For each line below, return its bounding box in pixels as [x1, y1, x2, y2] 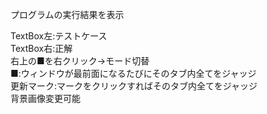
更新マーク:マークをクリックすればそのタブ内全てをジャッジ [10, 80, 258, 92]
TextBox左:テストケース [10, 30, 108, 42]
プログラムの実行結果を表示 [10, 9, 125, 20]
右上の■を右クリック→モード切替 [10, 55, 150, 67]
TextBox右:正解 [10, 43, 73, 54]
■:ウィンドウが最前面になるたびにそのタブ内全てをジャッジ [10, 68, 257, 79]
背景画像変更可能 [10, 93, 81, 104]
